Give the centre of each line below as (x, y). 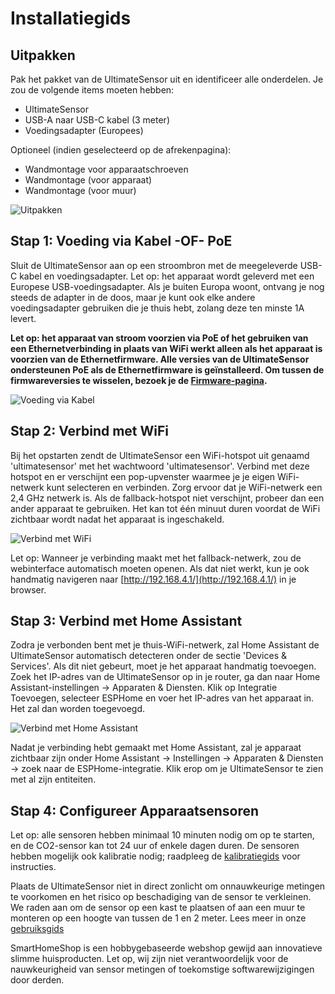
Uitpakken (43, 55)
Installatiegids (71, 18)
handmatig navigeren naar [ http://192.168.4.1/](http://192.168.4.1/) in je (153, 579)
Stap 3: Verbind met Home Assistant (126, 621)
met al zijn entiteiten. (53, 779)
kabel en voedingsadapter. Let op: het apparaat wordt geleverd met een (167, 276)
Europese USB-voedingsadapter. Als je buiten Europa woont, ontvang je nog (167, 286)
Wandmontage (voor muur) (80, 190)
